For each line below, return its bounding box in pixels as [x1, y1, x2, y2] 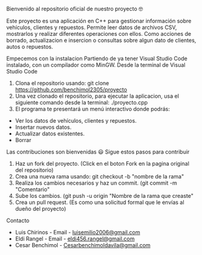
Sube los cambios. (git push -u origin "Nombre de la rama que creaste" [15, 192, 193, 199]
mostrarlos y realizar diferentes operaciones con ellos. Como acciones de [6, 30, 192, 37]
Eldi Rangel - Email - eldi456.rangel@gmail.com [15, 235, 135, 242]
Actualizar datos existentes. [15, 130, 85, 137]
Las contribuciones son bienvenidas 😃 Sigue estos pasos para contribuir [6, 148, 190, 155]
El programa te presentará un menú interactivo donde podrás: [15, 106, 170, 112]
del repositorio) [15, 166, 54, 174]
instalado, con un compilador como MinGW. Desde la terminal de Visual [6, 61, 186, 69]
